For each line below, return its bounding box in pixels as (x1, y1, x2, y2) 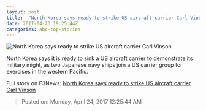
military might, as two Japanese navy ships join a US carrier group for (6, 61, 183, 69)
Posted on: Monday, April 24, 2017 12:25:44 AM (21, 98, 142, 105)
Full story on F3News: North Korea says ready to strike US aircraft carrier (6, 80, 191, 87)
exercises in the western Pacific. (6, 68, 89, 75)
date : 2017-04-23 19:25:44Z (6, 20, 78, 26)
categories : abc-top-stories (6, 26, 81, 33)
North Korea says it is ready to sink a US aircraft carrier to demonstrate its (6, 55, 193, 62)
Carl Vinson (6, 86, 36, 94)
